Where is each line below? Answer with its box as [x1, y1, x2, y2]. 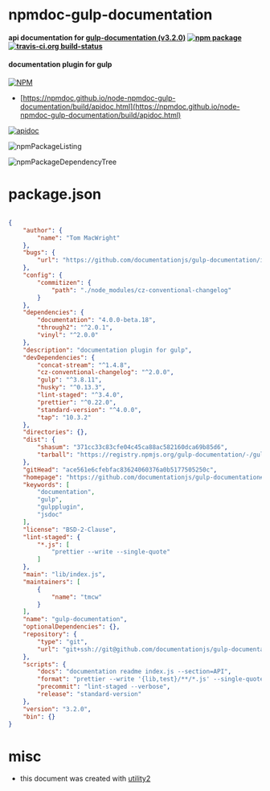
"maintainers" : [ [22, 578, 81, 586]
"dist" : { [22, 436, 56, 444]
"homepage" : [22, 473, 63, 481]
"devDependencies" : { [22, 353, 95, 361]
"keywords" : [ [22, 480, 70, 488]
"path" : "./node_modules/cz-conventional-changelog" [51, 286, 231, 295]
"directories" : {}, [22, 428, 88, 436]
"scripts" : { [22, 660, 67, 669]
